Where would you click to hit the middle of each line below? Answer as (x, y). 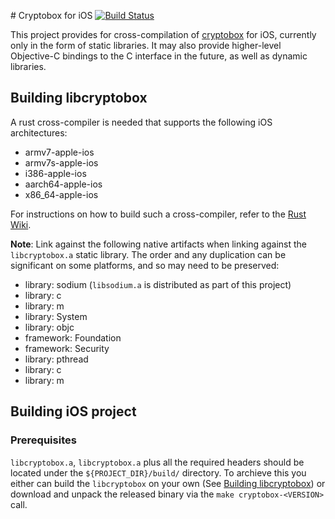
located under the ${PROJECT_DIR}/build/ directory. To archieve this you (158, 472)
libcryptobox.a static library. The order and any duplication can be (148, 254)
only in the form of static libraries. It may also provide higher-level (146, 45)
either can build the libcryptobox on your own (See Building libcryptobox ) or (168, 483)
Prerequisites (43, 440)
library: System (56, 316)
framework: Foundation (73, 337)
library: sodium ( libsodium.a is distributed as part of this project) (158, 284)
